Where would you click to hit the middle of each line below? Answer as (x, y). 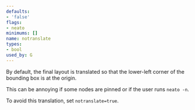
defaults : (18, 11)
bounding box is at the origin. (42, 78)
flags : (14, 22)
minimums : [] (22, 33)
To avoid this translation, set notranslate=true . (62, 101)
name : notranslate (28, 39)
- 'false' (18, 17)
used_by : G (19, 55)
